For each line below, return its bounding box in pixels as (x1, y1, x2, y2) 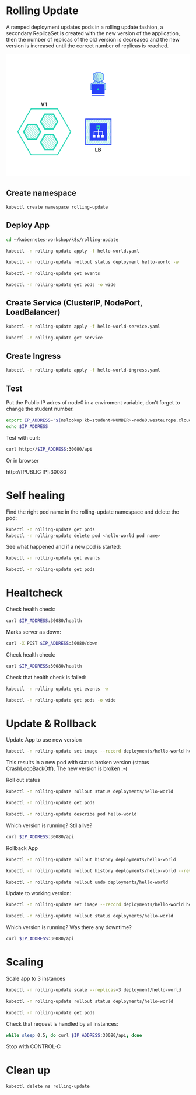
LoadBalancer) (6, 307, 61, 317)
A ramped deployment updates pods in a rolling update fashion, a (6, 23, 163, 30)
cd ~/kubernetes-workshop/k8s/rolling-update (6, 236, 118, 243)
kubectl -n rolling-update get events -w (6, 686, 108, 692)
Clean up (6, 1063, 51, 1077)
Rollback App (6, 844, 38, 851)
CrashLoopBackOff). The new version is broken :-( (6, 765, 128, 772)
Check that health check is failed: (6, 674, 86, 681)
